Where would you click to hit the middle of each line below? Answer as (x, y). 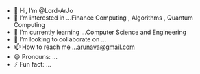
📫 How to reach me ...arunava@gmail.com (74, 47)
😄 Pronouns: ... (36, 57)
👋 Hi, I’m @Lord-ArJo (43, 11)
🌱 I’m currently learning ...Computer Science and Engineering (100, 32)
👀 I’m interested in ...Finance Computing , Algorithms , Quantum (103, 18)
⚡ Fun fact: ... (32, 64)
